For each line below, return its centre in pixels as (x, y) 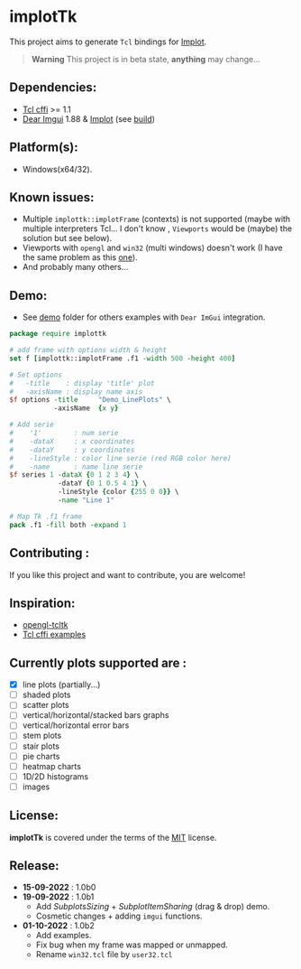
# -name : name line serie (76, 467)
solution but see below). (67, 238)
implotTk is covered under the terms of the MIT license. (113, 837)
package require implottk (58, 334)
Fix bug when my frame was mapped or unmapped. (132, 945)
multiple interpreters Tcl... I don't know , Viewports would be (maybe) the (157, 228)
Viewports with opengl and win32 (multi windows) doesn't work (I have (152, 248)
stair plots (41, 746)
